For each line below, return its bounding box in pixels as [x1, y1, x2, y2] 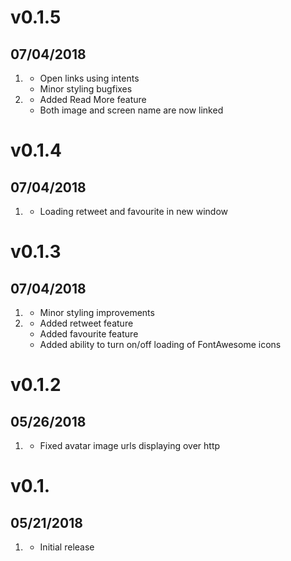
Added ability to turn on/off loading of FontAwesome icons [39, 339, 282, 350]
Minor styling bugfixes [39, 83, 133, 95]
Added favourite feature [39, 328, 139, 340]
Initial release [39, 541, 95, 553]
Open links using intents [39, 72, 140, 84]
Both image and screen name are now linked [39, 104, 224, 116]
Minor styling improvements [39, 307, 155, 318]
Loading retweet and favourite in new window [39, 206, 229, 217]
